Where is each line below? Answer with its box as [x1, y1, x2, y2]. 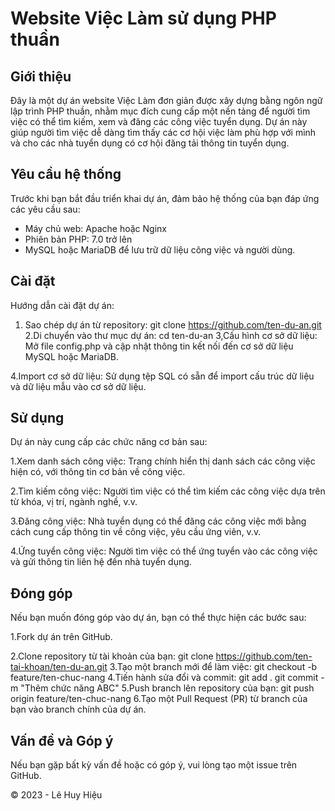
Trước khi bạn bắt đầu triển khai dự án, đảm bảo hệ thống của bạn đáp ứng [10, 192, 320, 204]
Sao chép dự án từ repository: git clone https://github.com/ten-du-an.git [24, 318, 322, 331]
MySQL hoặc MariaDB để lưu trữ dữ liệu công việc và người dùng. [24, 243, 296, 256]
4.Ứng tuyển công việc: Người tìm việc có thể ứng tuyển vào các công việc [10, 545, 318, 557]
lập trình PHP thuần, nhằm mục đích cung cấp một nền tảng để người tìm [10, 105, 311, 117]
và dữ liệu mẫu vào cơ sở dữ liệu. [10, 380, 147, 392]
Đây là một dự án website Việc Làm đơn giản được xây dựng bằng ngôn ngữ [10, 95, 323, 106]
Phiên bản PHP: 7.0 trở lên [24, 233, 133, 245]
